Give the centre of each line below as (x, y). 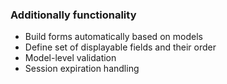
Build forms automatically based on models (113, 37)
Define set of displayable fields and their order (120, 47)
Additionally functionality (73, 15)
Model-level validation (70, 58)
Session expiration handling (82, 69)
